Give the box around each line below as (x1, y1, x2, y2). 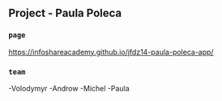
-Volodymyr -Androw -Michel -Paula (8, 83, 130, 93)
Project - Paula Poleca (8, 6, 122, 20)
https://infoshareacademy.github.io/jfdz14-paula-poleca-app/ (8, 47, 214, 57)
